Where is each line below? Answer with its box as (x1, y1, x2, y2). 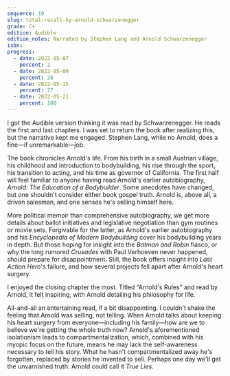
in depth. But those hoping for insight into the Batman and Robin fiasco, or (7, 240, 218, 249)
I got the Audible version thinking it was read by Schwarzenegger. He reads (7, 118, 221, 127)
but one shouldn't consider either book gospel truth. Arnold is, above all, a (7, 190, 218, 198)
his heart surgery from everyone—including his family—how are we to (7, 318, 205, 326)
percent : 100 (19, 100, 57, 107)
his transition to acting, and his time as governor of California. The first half (7, 168, 220, 176)
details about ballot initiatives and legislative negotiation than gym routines (7, 218, 218, 227)
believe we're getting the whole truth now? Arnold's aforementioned (7, 325, 200, 334)
